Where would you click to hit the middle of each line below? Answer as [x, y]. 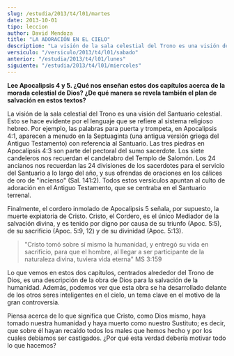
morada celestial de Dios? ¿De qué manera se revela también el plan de [112, 93]
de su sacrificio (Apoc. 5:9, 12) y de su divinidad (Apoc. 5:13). [95, 231]
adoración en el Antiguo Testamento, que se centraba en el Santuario [107, 187]
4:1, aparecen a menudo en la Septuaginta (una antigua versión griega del [113, 136]
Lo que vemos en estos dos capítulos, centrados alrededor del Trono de [111, 272]
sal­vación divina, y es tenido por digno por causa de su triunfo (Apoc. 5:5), [114, 223]
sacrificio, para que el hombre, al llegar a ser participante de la [114, 251]
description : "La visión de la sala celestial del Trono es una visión [113, 46]
